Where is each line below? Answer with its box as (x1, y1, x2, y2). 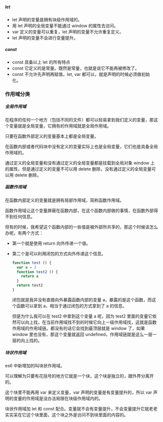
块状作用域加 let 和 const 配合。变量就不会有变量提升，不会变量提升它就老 (5, 405, 154, 411)
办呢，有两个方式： (5, 230, 44, 236)
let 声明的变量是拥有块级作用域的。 (12, 17, 82, 22)
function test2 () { (16, 270, 58, 274)
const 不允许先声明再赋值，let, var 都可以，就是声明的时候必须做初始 (12, 71, 150, 77)
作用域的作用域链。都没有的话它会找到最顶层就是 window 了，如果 (12, 325, 145, 331)
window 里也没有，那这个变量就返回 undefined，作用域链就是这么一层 (12, 331, 153, 337)
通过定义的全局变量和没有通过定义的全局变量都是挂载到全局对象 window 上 (5, 160, 155, 166)
